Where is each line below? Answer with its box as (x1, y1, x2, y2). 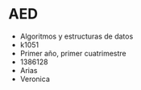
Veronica (19, 74, 50, 84)
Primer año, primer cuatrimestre (19, 48, 126, 58)
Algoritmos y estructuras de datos (19, 31, 134, 41)
